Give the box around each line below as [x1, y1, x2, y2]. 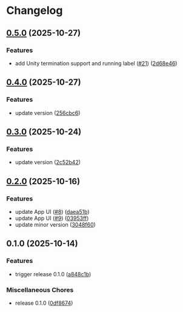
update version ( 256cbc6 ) [15, 109, 81, 116]
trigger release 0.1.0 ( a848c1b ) [15, 270, 91, 277]
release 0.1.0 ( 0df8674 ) [15, 299, 73, 307]
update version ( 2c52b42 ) [15, 159, 81, 166]
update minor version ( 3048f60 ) [15, 221, 96, 228]
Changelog [6, 4, 63, 18]
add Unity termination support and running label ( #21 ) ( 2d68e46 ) [15, 59, 178, 67]
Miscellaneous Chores [6, 285, 74, 294]
